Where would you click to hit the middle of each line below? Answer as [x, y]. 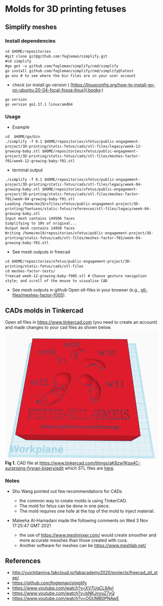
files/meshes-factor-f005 [37, 295]
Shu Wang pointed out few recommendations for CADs [67, 491]
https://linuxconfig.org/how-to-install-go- [114, 85]
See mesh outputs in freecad [41, 252]
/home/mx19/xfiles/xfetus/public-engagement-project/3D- [81, 204]
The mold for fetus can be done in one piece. [64, 506]
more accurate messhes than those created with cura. [73, 540]
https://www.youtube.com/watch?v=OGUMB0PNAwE [65, 598]
